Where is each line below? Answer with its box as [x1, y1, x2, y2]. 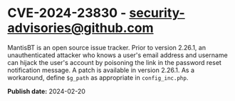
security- [129, 5, 185, 21]
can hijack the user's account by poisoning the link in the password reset [7, 58, 222, 66]
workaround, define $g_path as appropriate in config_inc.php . [7, 73, 189, 82]
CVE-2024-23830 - [7, 5, 127, 21]
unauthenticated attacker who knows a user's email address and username [7, 51, 228, 59]
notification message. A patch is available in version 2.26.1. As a [7, 66, 194, 74]
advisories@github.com [7, 20, 155, 36]
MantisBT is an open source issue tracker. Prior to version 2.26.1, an [7, 43, 207, 52]
